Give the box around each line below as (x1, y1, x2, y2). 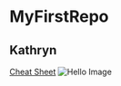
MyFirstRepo (9, 6, 109, 27)
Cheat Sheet (9, 66, 56, 77)
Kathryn (9, 43, 57, 58)
